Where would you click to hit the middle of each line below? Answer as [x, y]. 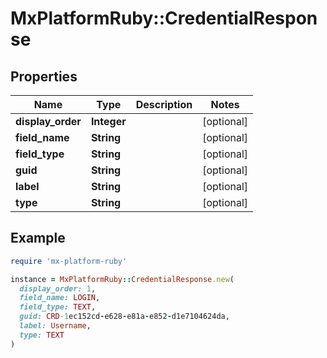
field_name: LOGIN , [60, 298]
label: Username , [55, 326]
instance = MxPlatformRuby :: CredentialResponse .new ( [122, 279]
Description [164, 104]
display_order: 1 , [58, 288]
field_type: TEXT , [58, 307]
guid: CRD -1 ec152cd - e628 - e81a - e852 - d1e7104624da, [124, 317]
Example [38, 238]
